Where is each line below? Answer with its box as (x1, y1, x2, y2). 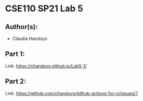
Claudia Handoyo (12, 35, 48, 41)
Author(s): (5, 23, 38, 31)
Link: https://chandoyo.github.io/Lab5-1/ (5, 63, 87, 69)
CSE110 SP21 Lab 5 (5, 3, 83, 14)
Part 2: (5, 77, 26, 86)
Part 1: (5, 50, 25, 58)
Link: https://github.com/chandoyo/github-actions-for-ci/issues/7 (5, 90, 138, 96)
